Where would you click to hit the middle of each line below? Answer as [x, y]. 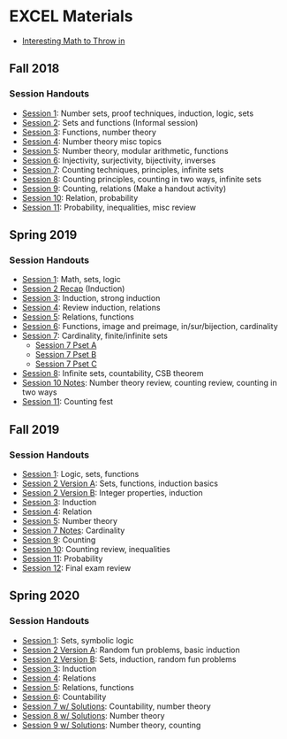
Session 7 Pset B [66, 355]
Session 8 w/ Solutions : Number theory [93, 715]
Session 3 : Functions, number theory [89, 132]
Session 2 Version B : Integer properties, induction [112, 493]
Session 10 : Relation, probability [80, 197]
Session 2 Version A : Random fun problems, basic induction [131, 650]
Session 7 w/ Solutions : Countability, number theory [117, 706]
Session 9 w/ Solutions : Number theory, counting [111, 725]
